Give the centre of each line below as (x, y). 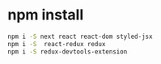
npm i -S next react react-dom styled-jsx (80, 36)
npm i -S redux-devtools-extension (68, 51)
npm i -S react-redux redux (57, 44)
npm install (46, 15)
